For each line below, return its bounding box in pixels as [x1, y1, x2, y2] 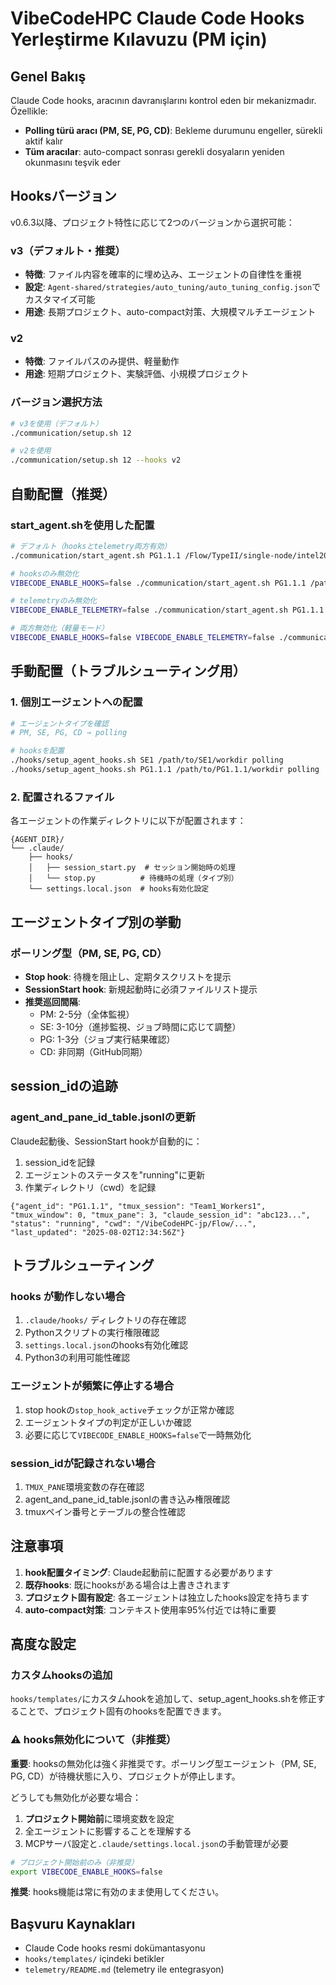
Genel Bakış [10, 68, 87, 85]
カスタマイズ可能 [24, 293, 96, 306]
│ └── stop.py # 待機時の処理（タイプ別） [28, 873, 239, 884]
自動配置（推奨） [10, 485, 116, 502]
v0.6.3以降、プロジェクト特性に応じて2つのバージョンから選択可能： [10, 216, 295, 228]
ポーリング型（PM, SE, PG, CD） [10, 946, 168, 960]
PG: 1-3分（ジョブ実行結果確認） [39, 1033, 176, 1045]
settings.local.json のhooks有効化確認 [24, 1339, 188, 1351]
